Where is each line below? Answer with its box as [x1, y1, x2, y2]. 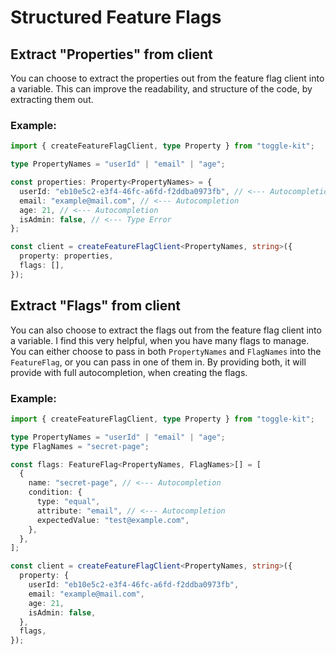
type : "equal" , [36, 497, 101, 507]
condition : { [28, 487, 83, 498]
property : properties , [19, 251, 114, 261]
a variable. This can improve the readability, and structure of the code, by [10, 83, 313, 95]
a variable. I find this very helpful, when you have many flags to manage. [10, 334, 310, 346]
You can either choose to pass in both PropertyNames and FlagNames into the [10, 345, 322, 357]
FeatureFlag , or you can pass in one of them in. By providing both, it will [10, 356, 307, 368]
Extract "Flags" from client [10, 297, 182, 315]
